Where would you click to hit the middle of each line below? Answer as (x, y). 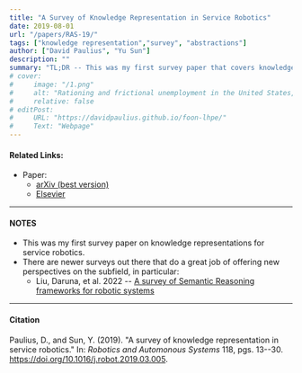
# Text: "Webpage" (52, 127)
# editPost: (31, 110)
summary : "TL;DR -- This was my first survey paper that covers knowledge (152, 68)
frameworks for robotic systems (95, 291)
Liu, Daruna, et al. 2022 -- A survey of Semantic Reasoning (145, 281)
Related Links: (36, 155)
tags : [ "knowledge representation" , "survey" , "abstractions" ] (128, 43)
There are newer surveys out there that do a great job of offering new (151, 262)
